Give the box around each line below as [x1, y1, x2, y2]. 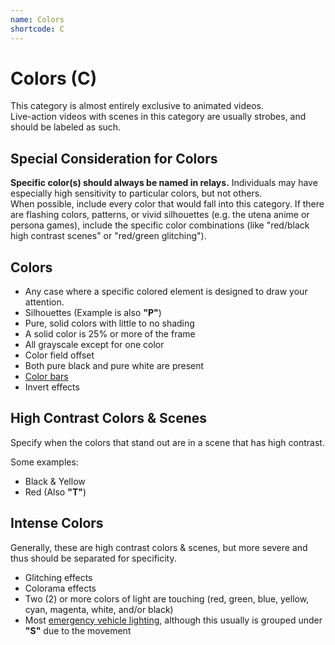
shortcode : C [10, 24, 65, 34]
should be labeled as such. [10, 121, 122, 133]
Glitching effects [24, 571, 93, 583]
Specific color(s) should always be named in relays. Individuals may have [10, 177, 318, 189]
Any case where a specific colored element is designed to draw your [24, 286, 308, 298]
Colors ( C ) [10, 67, 98, 90]
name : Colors [10, 14, 65, 25]
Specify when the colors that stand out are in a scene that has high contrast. [10, 436, 325, 448]
